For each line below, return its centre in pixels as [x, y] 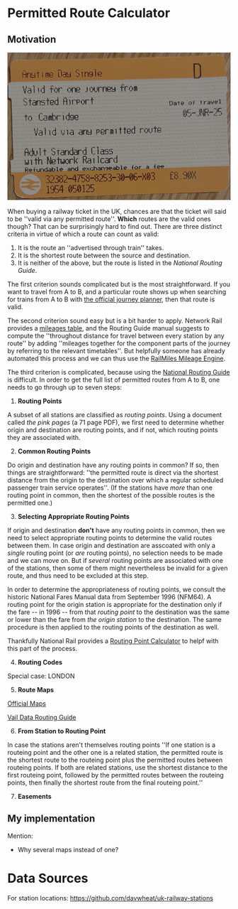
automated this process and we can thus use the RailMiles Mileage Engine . [116, 358]
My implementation [51, 819]
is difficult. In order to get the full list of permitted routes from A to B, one [114, 380]
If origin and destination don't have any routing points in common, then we [116, 530]
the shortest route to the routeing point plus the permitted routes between [115, 760]
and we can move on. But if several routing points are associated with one [115, 560]
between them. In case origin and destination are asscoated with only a [112, 545]
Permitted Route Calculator [89, 13]
